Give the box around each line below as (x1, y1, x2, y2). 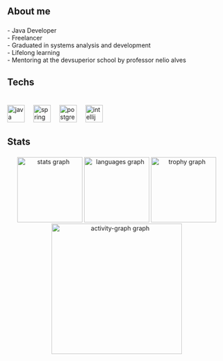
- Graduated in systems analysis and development (7, 41, 151, 49)
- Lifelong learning (7, 49, 60, 57)
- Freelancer (7, 34, 43, 42)
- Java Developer (7, 26, 57, 35)
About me (7, 6, 51, 17)
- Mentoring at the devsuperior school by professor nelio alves (7, 56, 186, 65)
